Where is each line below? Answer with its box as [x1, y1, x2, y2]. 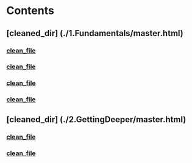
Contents [6, 4, 55, 18]
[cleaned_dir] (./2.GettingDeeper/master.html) [6, 114, 187, 125]
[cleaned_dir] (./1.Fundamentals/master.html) [6, 28, 184, 38]
